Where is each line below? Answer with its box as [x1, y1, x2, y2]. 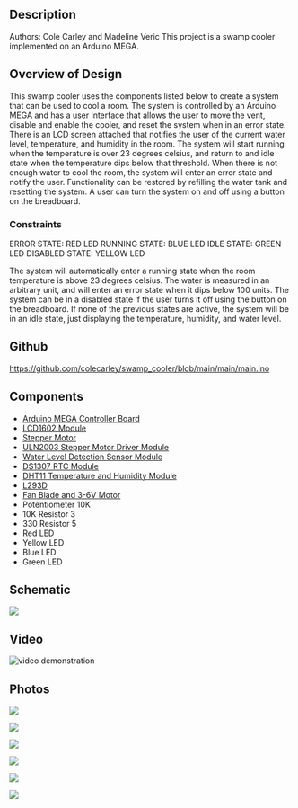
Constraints [9, 218, 63, 230]
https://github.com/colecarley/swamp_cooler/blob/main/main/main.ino [9, 363, 270, 374]
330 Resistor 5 [22, 518, 77, 528]
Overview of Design [9, 67, 123, 82]
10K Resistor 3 [22, 508, 76, 519]
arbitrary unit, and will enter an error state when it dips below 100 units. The [9, 284, 290, 295]
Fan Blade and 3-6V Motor [22, 489, 121, 500]
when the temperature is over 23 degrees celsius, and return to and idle [9, 147, 276, 158]
